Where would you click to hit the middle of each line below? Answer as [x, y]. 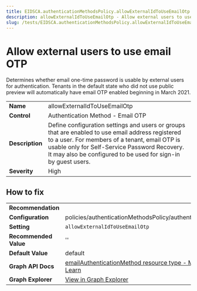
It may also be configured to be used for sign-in [114, 155]
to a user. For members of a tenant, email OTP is [114, 140]
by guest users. [69, 162]
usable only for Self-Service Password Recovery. [116, 147]
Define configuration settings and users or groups [117, 125]
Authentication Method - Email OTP [97, 116]
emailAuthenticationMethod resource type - [126, 263]
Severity [21, 172]
